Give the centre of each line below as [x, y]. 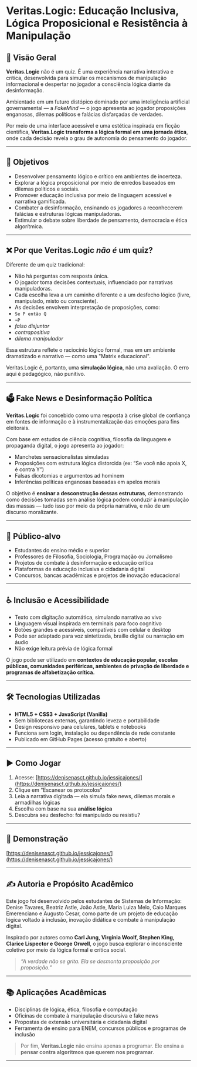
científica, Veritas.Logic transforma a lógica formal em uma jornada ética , [97, 132]
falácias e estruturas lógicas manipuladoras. [68, 214]
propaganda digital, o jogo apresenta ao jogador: [65, 446]
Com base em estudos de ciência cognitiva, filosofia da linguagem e [89, 439]
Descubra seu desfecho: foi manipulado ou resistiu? [77, 815]
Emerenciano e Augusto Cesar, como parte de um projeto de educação [92, 913]
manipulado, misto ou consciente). [56, 301]
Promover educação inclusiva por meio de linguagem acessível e [93, 195]
